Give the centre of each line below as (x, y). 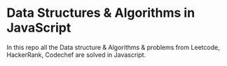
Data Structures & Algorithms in (101, 13)
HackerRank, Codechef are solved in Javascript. (76, 55)
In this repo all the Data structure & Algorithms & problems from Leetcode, (113, 47)
